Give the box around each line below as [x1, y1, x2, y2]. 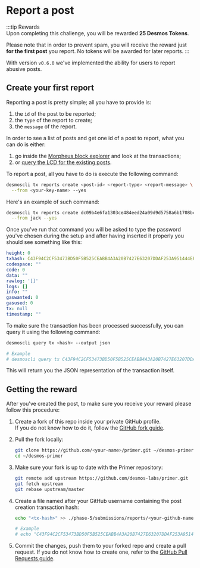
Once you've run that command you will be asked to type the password [6, 226, 182, 233]
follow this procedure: [6, 406, 60, 413]
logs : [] [6, 283, 28, 289]
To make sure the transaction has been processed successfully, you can [6, 322, 184, 329]
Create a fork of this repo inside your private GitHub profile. [14, 418, 161, 425]
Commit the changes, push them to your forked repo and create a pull [14, 542, 186, 550]
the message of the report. [14, 123, 77, 130]
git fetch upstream [14, 481, 64, 487]
